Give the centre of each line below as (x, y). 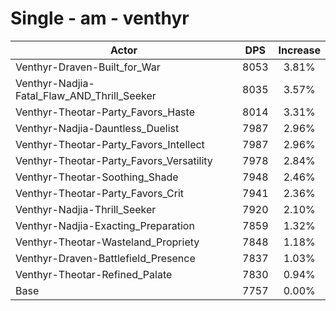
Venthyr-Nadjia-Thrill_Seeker (86, 209)
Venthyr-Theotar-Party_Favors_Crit (100, 193)
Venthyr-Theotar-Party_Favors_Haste (105, 112)
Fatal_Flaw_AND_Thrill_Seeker (86, 95)
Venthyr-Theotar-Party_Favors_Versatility (114, 160)
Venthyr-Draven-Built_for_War (88, 67)
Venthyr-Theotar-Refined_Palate (94, 274)
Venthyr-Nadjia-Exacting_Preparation (105, 225)
